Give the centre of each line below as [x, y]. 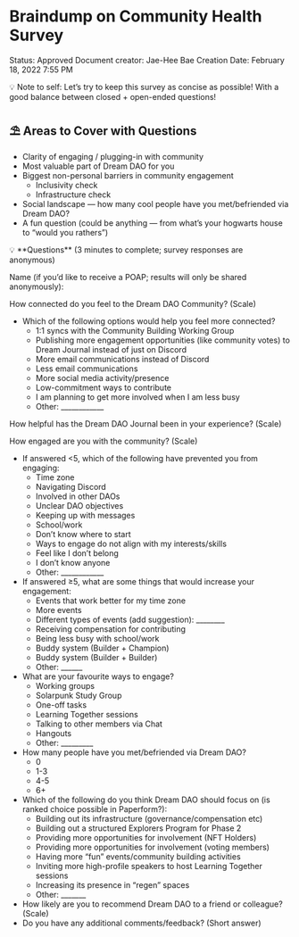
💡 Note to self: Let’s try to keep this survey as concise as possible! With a [144, 87]
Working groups [65, 685]
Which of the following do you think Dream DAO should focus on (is [146, 800]
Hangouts [54, 733]
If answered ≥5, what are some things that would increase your [138, 581]
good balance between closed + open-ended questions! [113, 96]
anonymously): [37, 286]
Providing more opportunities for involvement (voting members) [153, 847]
